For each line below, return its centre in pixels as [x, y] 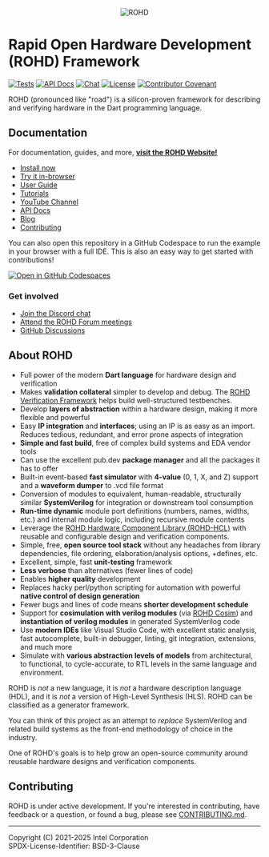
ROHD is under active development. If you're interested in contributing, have [134, 806]
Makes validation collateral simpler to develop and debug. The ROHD [135, 391]
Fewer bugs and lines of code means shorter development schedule [134, 604]
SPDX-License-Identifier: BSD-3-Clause [74, 846]
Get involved [33, 296]
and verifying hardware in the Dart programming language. [105, 107]
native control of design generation [80, 595]
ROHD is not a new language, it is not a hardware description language [125, 687]
